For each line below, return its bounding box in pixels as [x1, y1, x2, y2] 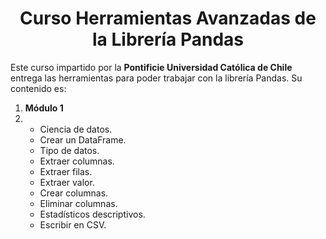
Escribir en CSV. [39, 218, 107, 231]
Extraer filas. [39, 165, 93, 177]
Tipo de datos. [39, 144, 100, 156]
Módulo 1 [24, 102, 64, 114]
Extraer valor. [39, 176, 95, 188]
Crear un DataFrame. [39, 133, 127, 146]
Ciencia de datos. [39, 123, 113, 135]
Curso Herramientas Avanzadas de [19, 7, 317, 30]
